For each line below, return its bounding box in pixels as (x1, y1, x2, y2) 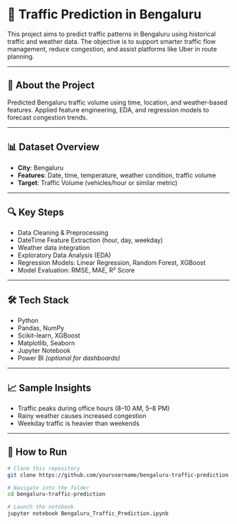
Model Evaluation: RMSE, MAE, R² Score (17, 266, 135, 275)
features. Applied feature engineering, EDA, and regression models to (7, 105, 209, 114)
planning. (7, 52, 35, 61)
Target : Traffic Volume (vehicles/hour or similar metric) (17, 178, 178, 186)
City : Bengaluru (17, 163, 64, 172)
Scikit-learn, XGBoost (17, 331, 80, 340)
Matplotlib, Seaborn (17, 339, 75, 347)
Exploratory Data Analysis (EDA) (17, 251, 111, 260)
